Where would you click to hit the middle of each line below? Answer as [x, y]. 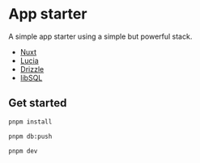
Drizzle [32, 69]
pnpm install [30, 122]
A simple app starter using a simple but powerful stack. [100, 36]
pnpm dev [23, 151]
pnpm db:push [30, 136]
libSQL [31, 77]
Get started [38, 103]
